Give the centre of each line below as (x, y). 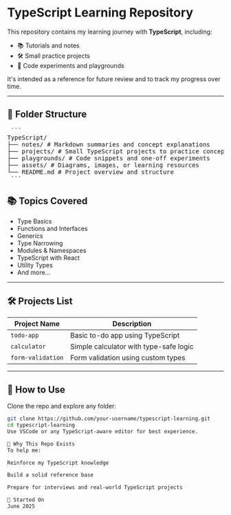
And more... (34, 272)
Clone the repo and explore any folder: (62, 406)
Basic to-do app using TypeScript (125, 336)
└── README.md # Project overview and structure (90, 172)
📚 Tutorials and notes (48, 45)
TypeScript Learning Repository (100, 13)
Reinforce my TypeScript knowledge (58, 463)
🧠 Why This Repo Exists (41, 444)
